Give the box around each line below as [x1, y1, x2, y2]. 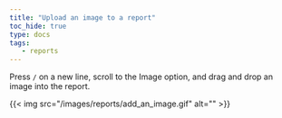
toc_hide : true [9, 22, 67, 31]
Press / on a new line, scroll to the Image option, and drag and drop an [9, 71, 274, 82]
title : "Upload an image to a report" [9, 13, 156, 23]
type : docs [9, 30, 51, 39]
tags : [9, 38, 30, 48]
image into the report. [9, 81, 91, 92]
